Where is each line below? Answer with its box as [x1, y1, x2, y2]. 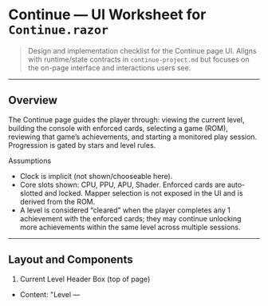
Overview [8, 93, 58, 107]
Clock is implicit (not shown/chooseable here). [19, 171, 173, 181]
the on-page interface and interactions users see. [27, 62, 191, 73]
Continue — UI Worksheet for [8, 6, 207, 24]
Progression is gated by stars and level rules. [8, 140, 156, 149]
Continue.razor [8, 22, 109, 38]
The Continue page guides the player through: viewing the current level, [8, 114, 245, 125]
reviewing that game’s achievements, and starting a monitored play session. [8, 132, 258, 141]
